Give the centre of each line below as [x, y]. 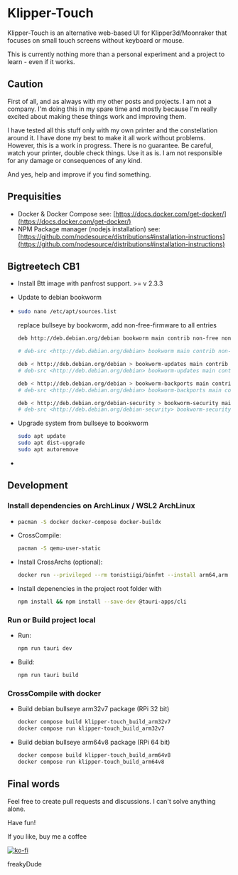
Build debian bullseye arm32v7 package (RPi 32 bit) [93, 709]
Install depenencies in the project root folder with [90, 589]
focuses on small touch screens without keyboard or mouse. [96, 40]
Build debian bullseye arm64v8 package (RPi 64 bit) [94, 743]
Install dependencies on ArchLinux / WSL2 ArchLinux [101, 505]
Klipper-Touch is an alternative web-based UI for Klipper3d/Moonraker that [117, 33]
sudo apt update [42, 436]
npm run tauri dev [45, 649]
